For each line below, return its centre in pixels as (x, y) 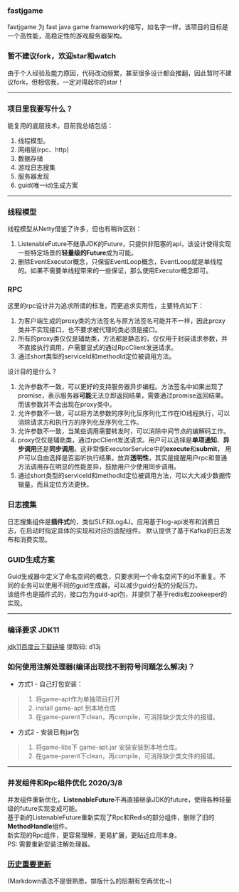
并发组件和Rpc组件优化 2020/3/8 (65, 782)
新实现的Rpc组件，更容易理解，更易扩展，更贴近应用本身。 (94, 835)
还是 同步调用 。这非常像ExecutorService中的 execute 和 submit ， (130, 449)
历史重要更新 (30, 864)
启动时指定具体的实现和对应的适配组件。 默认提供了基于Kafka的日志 (126, 530)
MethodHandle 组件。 (39, 826)
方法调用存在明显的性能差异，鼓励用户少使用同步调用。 (99, 467)
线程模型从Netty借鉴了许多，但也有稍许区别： (75, 229)
